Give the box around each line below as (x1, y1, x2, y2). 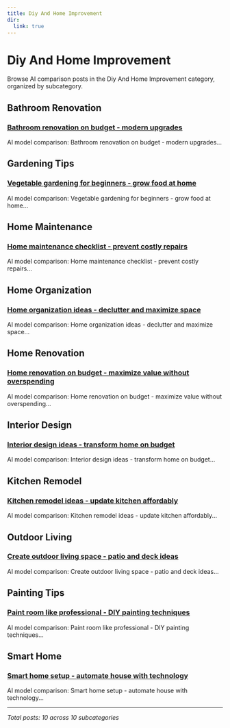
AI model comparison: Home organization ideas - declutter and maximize (7, 321, 214, 329)
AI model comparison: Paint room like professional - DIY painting (7, 623, 190, 631)
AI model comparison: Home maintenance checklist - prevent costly (7, 258, 199, 266)
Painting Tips (7, 587, 65, 599)
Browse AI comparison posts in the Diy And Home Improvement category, (7, 75, 216, 83)
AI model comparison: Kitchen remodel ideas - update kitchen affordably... (7, 512, 218, 520)
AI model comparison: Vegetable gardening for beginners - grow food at (7, 194, 211, 202)
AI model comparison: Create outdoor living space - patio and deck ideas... (7, 567, 219, 575)
